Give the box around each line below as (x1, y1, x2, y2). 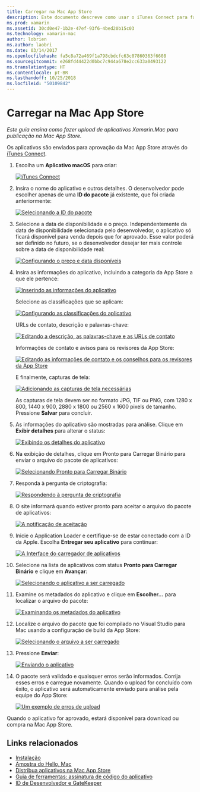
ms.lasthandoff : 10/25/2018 (7, 75, 77, 81)
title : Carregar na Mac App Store (7, 8, 93, 15)
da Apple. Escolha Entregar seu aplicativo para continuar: (15, 538, 158, 545)
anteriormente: (15, 197, 52, 204)
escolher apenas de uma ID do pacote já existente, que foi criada (15, 191, 175, 198)
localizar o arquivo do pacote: (15, 597, 88, 604)
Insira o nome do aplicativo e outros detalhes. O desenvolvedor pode (15, 184, 185, 192)
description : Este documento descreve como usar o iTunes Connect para (7, 14, 188, 20)
